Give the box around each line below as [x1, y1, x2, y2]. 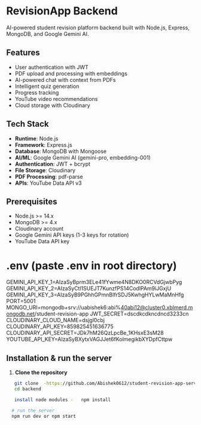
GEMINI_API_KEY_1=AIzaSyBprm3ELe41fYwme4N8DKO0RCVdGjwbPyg [6, 279, 182, 286]
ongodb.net [6, 310, 35, 317]
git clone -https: [14, 381, 63, 387]
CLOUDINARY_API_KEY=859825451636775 [6, 323, 114, 330]
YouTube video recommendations [14, 95, 98, 102]
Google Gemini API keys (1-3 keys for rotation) [14, 231, 129, 239]
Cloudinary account [14, 225, 64, 233]
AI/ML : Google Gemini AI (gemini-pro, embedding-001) [14, 154, 151, 161]
